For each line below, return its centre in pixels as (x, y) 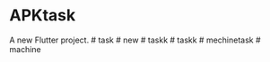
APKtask (43, 15)
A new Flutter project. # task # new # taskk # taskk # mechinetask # (135, 40)
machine (26, 49)
